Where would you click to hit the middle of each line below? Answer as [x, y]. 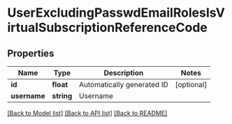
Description [124, 73]
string [62, 96]
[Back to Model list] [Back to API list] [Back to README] [87, 113]
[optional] [191, 85]
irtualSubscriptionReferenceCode [107, 28]
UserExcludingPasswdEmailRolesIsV [116, 13]
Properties [31, 53]
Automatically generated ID [124, 85]
